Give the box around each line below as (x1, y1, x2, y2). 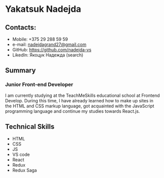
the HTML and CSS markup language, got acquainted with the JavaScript (5, 103, 155, 109)
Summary (5, 66, 36, 75)
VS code (12, 151, 30, 157)
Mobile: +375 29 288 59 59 (12, 36, 68, 42)
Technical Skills (5, 123, 55, 131)
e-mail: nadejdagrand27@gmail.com (12, 42, 86, 47)
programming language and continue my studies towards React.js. (5, 108, 140, 114)
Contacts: (5, 23, 37, 32)
